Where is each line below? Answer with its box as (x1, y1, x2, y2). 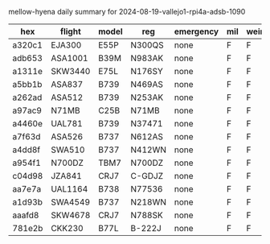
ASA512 (51, 92, 84, 103)
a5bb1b (12, 79, 43, 89)
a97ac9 (12, 105, 43, 116)
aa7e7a (12, 184, 42, 194)
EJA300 (51, 39, 82, 51)
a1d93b (12, 196, 43, 208)
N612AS (130, 131, 163, 142)
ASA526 (51, 131, 84, 142)
